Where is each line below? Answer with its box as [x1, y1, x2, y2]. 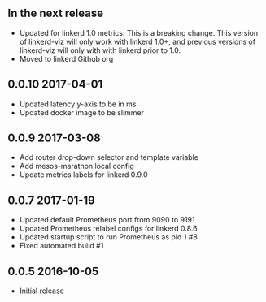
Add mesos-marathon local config [19, 162, 135, 171]
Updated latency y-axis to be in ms [19, 99, 137, 109]
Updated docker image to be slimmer [19, 107, 144, 117]
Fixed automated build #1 [19, 241, 104, 251]
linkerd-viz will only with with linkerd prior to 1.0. [19, 45, 181, 55]
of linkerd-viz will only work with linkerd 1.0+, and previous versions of [19, 37, 256, 46]
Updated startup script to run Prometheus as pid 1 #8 [19, 232, 198, 242]
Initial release [19, 286, 64, 296]
